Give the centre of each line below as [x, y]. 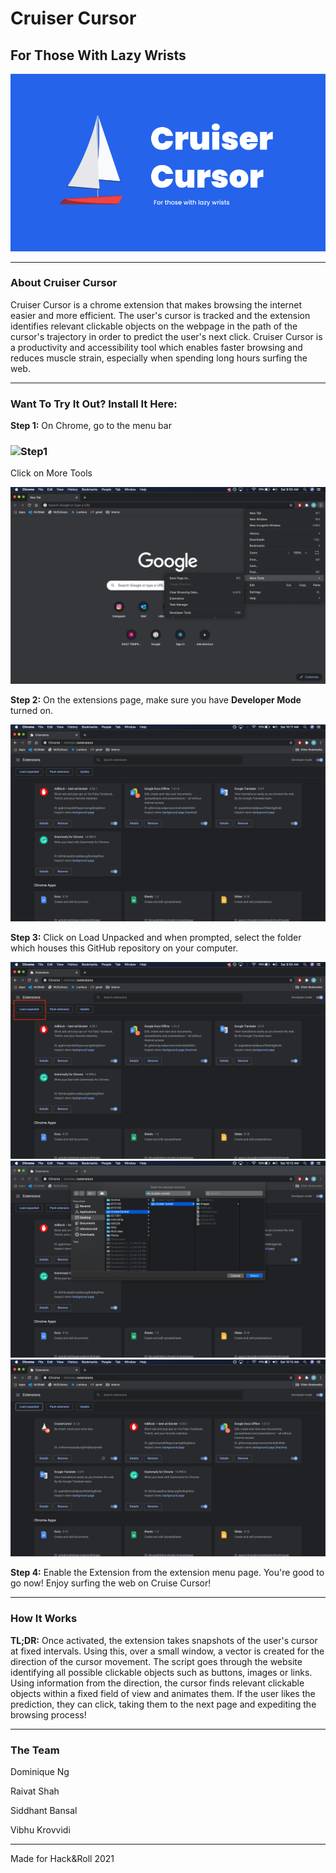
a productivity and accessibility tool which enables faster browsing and [156, 347]
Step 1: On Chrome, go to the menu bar [91, 426]
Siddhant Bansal [44, 1810]
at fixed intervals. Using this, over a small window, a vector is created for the [167, 1651]
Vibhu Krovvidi [40, 1829]
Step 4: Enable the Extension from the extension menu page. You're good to [167, 1573]
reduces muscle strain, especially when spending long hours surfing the [159, 358]
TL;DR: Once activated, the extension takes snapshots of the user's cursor [164, 1640]
